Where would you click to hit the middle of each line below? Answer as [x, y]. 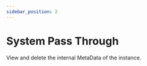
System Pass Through [63, 41]
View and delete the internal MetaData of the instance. [74, 58]
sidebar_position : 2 [32, 12]
